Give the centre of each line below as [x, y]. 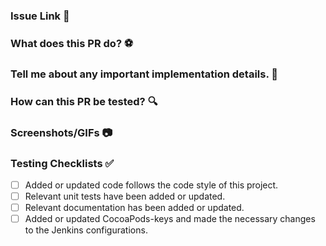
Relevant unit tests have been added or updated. [125, 196]
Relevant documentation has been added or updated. [134, 208]
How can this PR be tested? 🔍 [84, 101]
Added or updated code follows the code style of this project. [151, 185]
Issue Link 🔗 [40, 16]
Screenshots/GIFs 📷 [61, 132]
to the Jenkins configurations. [86, 230]
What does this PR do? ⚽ [72, 43]
